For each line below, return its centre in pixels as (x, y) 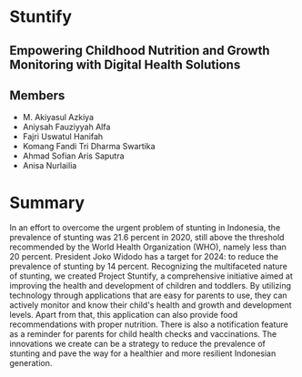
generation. (31, 363)
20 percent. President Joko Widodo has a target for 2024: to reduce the (144, 257)
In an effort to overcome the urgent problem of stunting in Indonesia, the (145, 228)
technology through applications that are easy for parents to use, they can (149, 295)
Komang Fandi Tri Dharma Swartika (89, 147)
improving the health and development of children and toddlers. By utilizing (150, 286)
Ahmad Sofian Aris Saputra (73, 156)
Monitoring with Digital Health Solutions (125, 64)
